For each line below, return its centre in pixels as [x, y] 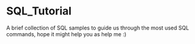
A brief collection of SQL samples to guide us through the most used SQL [98, 28]
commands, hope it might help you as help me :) [66, 34]
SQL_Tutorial [39, 11]
